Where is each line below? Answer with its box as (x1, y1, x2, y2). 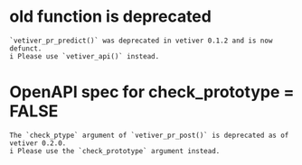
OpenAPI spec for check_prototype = (9, 82, 295, 103)
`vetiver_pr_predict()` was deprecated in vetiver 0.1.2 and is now (9, 36, 273, 45)
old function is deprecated (9, 6, 212, 27)
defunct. (9, 43, 42, 53)
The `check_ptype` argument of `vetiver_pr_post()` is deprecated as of (9, 131, 289, 140)
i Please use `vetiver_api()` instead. (9, 51, 160, 60)
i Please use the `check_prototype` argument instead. (9, 146, 221, 155)
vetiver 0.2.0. (9, 138, 67, 148)
